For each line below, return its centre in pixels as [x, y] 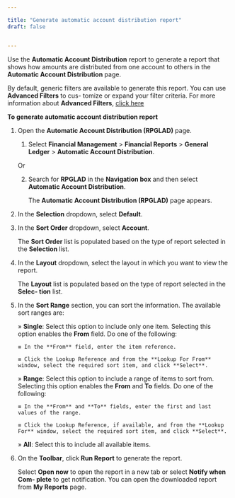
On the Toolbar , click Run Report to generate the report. [100, 458]
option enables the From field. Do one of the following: [97, 334]
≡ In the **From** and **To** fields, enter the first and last [114, 406]
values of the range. [49, 412]
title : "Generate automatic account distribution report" [94, 20]
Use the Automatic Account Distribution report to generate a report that [114, 59]
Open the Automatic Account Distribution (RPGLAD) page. [105, 130]
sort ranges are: [41, 313]
